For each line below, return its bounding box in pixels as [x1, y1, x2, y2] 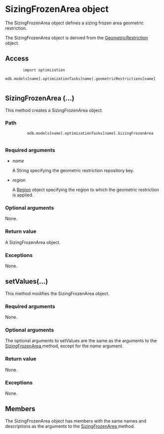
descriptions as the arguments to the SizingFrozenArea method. [5, 423, 135, 429]
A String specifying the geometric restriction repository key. [12, 168, 134, 174]
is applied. [12, 192, 34, 198]
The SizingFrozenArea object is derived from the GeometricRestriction [5, 35, 148, 41]
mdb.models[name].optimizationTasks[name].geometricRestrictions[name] [5, 76, 156, 81]
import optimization [23, 67, 65, 72]
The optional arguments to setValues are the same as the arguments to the [5, 338, 157, 344]
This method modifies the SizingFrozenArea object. [5, 290, 110, 296]
